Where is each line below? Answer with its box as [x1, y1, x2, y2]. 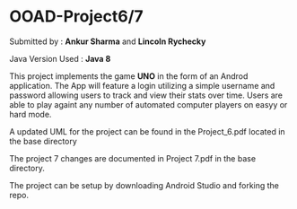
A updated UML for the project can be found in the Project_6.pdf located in [9, 126, 285, 136]
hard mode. [9, 109, 52, 119]
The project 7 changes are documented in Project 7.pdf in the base [9, 152, 257, 163]
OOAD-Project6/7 [9, 6, 144, 27]
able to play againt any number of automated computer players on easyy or [9, 99, 288, 109]
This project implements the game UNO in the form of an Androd [9, 70, 249, 82]
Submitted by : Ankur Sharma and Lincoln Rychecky [9, 36, 206, 47]
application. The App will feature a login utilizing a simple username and [9, 80, 275, 91]
